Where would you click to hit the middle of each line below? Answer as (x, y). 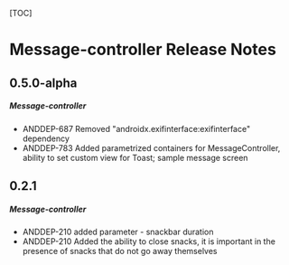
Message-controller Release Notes (143, 50)
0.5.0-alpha (43, 83)
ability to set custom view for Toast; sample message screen (135, 157)
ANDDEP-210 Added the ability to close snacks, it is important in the (149, 241)
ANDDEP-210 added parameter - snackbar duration (118, 232)
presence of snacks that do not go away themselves (120, 251)
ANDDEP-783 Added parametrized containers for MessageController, (151, 147)
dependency (46, 138)
